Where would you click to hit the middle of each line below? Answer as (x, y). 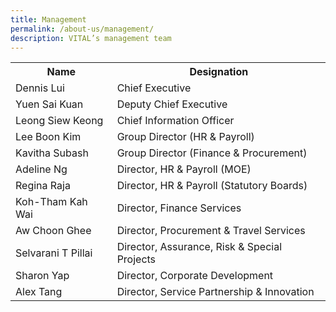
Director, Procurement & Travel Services (211, 231)
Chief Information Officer (175, 121)
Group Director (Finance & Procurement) (212, 153)
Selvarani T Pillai (54, 253)
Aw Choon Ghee (53, 231)
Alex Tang (39, 292)
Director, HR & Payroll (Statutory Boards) (212, 186)
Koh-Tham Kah (51, 202)
